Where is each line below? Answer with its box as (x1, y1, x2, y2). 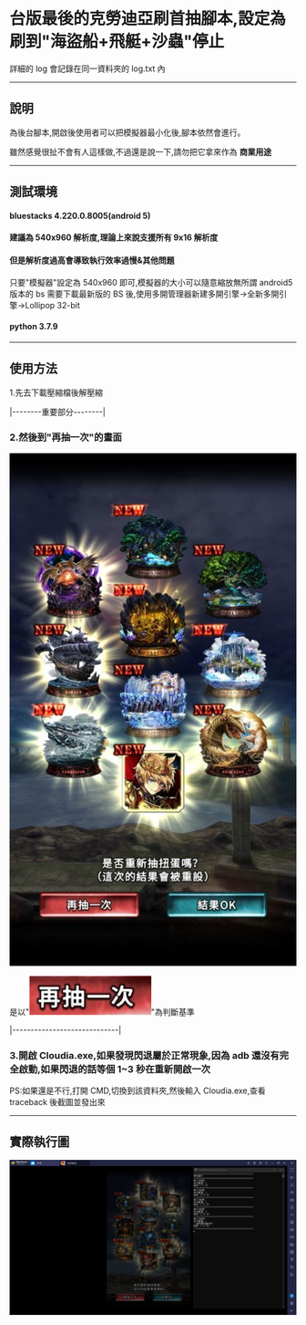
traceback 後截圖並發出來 (9, 1096, 107, 1107)
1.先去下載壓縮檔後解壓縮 (9, 387, 103, 398)
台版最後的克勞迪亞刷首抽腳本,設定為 (9, 8, 287, 29)
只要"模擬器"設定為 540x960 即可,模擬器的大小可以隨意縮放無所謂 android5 (9, 276, 293, 287)
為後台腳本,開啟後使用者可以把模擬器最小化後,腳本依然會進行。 (9, 127, 246, 138)
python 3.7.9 (9, 321, 58, 332)
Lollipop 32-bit (25, 299, 80, 310)
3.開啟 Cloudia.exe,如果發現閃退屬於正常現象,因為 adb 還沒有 (9, 1049, 280, 1061)
